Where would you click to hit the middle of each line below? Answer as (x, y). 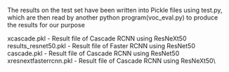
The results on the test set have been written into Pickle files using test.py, (115, 10)
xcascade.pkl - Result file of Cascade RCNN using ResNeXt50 (97, 38)
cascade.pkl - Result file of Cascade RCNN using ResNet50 (93, 53)
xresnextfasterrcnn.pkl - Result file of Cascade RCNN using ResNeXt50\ (111, 61)
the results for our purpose (46, 25)
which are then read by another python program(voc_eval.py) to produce (113, 17)
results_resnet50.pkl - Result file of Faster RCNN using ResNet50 (101, 46)
